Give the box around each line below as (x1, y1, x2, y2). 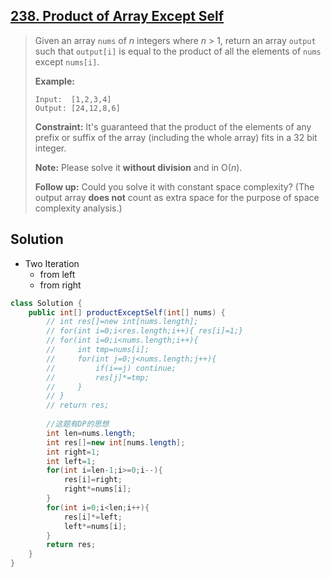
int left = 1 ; (46, 456, 97, 466)
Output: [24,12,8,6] (34, 103, 121, 113)
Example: (34, 75, 75, 87)
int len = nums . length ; (46, 428, 137, 438)
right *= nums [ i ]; (63, 484, 132, 494)
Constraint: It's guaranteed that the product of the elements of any (34, 120, 312, 133)
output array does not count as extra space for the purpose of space (34, 191, 320, 203)
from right (39, 279, 82, 291)
